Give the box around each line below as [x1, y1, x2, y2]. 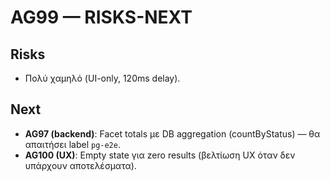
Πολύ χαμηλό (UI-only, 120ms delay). [24, 72, 181, 84]
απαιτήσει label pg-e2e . [24, 138, 121, 150]
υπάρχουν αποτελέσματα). [24, 159, 137, 171]
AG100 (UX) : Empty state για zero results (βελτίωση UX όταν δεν [24, 149, 296, 161]
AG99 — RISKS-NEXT [10, 6, 193, 29]
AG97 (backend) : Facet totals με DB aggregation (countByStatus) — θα [24, 127, 321, 140]
